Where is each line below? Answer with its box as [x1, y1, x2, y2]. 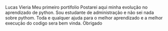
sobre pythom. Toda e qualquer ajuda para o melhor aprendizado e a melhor [5, 15, 163, 20]
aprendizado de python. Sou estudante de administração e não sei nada [5, 9, 154, 15]
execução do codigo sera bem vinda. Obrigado [5, 20, 103, 26]
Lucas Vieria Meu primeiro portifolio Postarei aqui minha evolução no [5, 4, 148, 10]
